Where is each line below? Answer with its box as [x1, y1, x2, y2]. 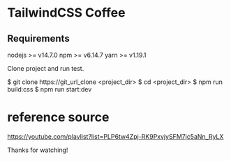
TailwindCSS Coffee [7, 5, 126, 21]
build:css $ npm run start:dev [7, 85, 92, 93]
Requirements [7, 33, 70, 44]
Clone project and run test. [7, 65, 84, 72]
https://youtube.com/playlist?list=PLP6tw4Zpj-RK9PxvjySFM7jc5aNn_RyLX [7, 132, 224, 140]
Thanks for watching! [7, 146, 68, 154]
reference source [7, 110, 110, 126]
